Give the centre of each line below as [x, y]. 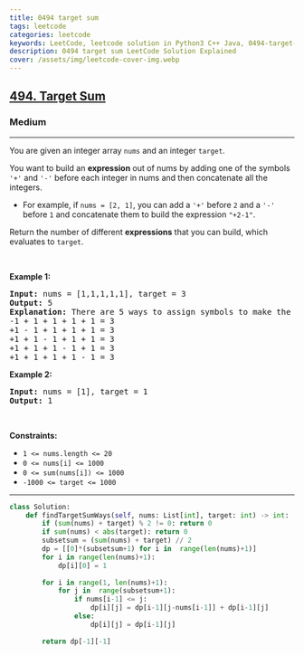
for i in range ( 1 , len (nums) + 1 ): [105, 583]
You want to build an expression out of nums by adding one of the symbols [150, 167]
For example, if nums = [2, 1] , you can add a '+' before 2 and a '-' [149, 204]
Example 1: [30, 276]
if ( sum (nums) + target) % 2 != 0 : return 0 [127, 524]
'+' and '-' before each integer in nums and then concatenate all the [139, 177]
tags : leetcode [38, 26]
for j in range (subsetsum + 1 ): [117, 591]
